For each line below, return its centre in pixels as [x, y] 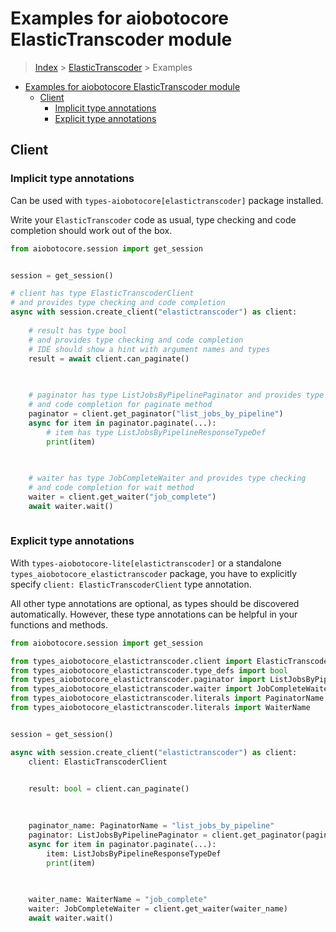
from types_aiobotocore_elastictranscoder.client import [131, 661]
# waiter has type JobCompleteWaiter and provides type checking [167, 478]
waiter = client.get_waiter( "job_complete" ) [122, 497]
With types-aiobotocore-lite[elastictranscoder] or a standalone [146, 563]
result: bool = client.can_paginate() [109, 789]
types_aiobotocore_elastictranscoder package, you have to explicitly [154, 573]
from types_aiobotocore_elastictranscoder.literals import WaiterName [160, 708]
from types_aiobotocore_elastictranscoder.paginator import [138, 680]
